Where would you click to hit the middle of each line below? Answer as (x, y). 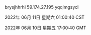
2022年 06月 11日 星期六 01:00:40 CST (45, 17)
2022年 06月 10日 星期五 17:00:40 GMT (46, 28)
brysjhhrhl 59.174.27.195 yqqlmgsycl (42, 7)
